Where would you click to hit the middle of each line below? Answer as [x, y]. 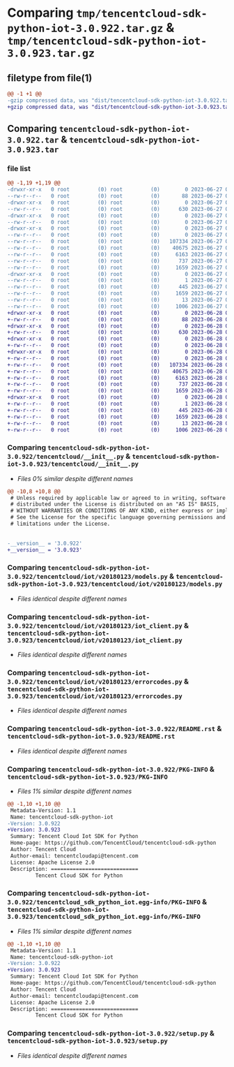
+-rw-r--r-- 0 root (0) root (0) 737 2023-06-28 [115, 384]
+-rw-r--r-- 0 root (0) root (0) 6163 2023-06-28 [115, 378]
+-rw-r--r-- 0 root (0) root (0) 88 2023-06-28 [115, 319]
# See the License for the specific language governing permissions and [118, 517]
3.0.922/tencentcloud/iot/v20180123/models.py [88, 577]
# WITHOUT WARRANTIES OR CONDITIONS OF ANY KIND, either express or [112, 511]
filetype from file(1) [50, 78]
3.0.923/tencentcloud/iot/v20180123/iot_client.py [95, 640]
